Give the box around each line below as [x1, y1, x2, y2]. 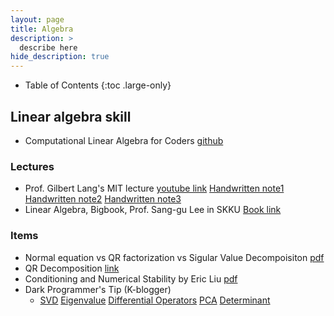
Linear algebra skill [10, 108, 132, 125]
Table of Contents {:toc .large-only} [24, 79, 172, 91]
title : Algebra [10, 24, 74, 34]
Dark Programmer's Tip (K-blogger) [24, 283, 172, 295]
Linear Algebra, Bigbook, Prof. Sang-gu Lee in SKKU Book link [24, 204, 282, 216]
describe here [19, 42, 78, 53]
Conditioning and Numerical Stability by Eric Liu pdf [24, 272, 238, 285]
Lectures [10, 159, 55, 173]
